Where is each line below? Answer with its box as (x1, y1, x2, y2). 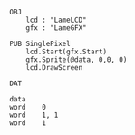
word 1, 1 (9, 111, 59, 120)
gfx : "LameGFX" (25, 24, 88, 33)
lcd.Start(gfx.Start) (25, 47, 107, 56)
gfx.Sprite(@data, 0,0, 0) (25, 55, 128, 64)
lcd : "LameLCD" (25, 15, 88, 24)
